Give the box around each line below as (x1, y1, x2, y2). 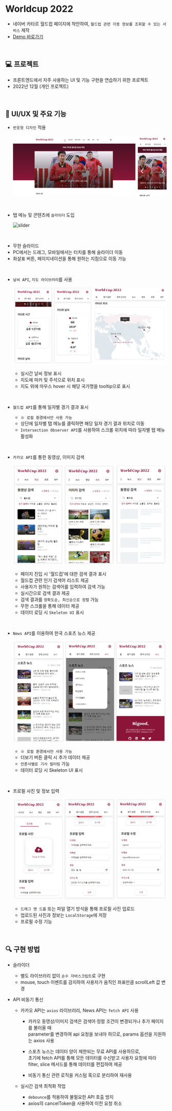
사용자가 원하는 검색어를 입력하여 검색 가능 (20, 583, 106, 590)
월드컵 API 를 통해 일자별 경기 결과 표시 (12, 404, 89, 411)
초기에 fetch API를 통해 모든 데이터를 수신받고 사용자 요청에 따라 (28, 1055, 157, 1061)
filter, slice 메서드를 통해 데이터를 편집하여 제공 (28, 1061, 122, 1067)
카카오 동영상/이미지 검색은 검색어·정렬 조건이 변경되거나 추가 (28, 1018, 150, 1024)
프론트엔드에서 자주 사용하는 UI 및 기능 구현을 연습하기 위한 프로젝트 (12, 76, 148, 83)
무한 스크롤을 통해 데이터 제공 (20, 602, 79, 609)
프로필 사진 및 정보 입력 (12, 788, 60, 794)
